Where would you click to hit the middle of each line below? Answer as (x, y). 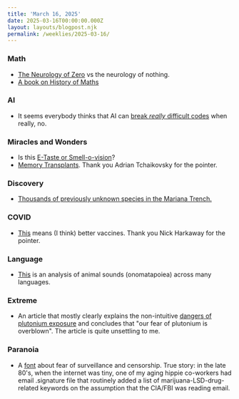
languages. (34, 282)
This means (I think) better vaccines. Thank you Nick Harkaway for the (122, 233)
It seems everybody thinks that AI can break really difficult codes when (122, 115)
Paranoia (23, 350)
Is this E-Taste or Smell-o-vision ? (66, 157)
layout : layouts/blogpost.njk (52, 27)
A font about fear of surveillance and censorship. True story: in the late (122, 365)
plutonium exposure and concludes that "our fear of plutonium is (113, 323)
